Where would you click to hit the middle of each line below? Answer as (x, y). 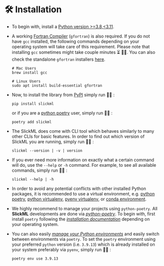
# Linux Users (26, 81)
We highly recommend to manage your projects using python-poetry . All (84, 208)
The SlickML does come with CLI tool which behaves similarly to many (83, 131)
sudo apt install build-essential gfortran (57, 85)
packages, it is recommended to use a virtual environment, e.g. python (83, 193)
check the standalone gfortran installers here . (58, 59)
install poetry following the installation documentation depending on (81, 219)
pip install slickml (33, 104)
